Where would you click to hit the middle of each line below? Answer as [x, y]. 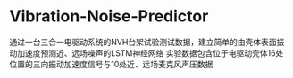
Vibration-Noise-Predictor [109, 16]
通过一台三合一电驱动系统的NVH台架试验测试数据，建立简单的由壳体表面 [143, 42]
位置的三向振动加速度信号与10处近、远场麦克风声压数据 [111, 64]
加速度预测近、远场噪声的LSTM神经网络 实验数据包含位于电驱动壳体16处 [150, 53]
